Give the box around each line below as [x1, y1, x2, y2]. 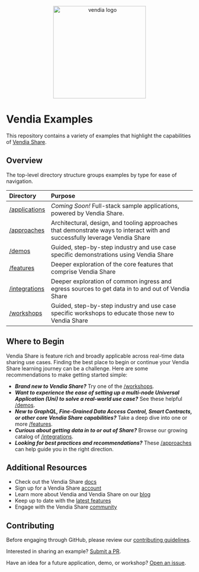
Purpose [50, 191, 76, 200]
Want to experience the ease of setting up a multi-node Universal [14, 388, 179, 396]
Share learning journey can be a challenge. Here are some [6, 365, 148, 372]
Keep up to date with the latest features [14, 497, 111, 504]
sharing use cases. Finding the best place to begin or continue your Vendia [6, 358, 190, 365]
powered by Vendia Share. [50, 209, 124, 217]
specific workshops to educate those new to [50, 309, 175, 317]
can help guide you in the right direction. [14, 445, 114, 452]
